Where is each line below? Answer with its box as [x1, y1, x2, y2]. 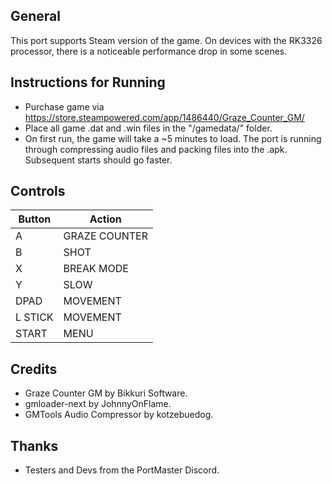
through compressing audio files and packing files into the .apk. [24, 143, 288, 155]
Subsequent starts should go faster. [24, 154, 173, 166]
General [10, 8, 62, 25]
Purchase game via [24, 100, 105, 113]
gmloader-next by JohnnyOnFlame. [24, 398, 172, 410]
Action [89, 212, 122, 226]
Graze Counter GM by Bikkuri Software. [24, 387, 188, 399]
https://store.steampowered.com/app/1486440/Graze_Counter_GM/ [24, 111, 305, 123]
